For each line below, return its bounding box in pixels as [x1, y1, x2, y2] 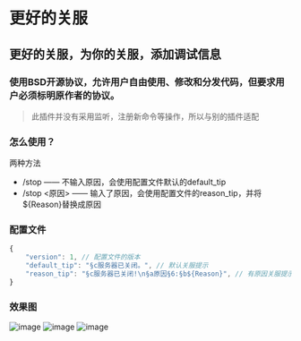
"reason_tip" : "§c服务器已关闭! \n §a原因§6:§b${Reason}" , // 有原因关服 [25, 269, 280, 278]
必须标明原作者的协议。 [18, 89, 120, 101]
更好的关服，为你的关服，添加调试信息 [9, 47, 221, 62]
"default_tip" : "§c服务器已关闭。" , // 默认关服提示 [25, 261, 209, 270]
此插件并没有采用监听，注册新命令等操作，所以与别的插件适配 [30, 111, 260, 122]
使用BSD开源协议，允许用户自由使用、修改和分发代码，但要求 [9, 75, 276, 88]
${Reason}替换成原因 [21, 199, 101, 210]
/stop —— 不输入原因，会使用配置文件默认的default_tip [21, 176, 227, 188]
